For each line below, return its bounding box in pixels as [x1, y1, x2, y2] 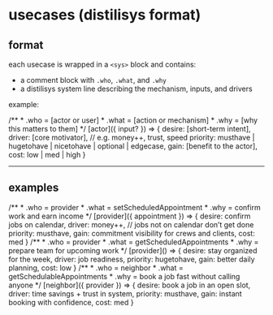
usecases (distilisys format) [8, 6, 201, 24]
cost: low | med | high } [8, 150, 86, 159]
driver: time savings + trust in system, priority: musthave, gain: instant [8, 288, 242, 298]
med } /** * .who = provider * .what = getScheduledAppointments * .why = [8, 237, 259, 247]
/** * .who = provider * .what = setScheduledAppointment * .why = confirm [8, 202, 262, 212]
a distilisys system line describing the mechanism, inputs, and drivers [19, 84, 253, 93]
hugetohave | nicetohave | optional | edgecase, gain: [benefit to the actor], [8, 141, 258, 151]
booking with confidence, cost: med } [8, 297, 134, 307]
